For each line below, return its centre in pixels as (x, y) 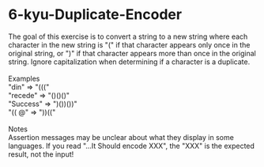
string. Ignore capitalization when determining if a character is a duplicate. (129, 62)
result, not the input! (41, 154)
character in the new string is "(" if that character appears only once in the (129, 44)
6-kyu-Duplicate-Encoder (95, 15)
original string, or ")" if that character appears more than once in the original (132, 53)
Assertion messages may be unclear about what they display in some (121, 137)
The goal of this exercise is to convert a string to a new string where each (128, 36)
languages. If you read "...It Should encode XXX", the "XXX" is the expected (132, 146)
